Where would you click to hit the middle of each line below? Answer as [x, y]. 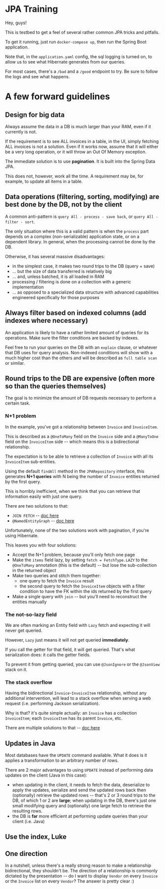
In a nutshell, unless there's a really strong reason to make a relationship [78, 865]
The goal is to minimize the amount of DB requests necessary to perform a [81, 398]
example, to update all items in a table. [44, 181]
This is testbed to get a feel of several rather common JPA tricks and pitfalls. [82, 32]
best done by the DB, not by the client [64, 205]
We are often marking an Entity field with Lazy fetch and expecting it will [78, 625]
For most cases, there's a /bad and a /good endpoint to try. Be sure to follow [82, 71]
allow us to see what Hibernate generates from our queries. [65, 62]
